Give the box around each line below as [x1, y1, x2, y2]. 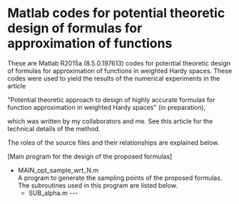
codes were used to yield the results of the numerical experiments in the [7, 73, 220, 83]
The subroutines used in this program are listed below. [17, 180, 178, 190]
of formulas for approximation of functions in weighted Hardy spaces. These [7, 66, 233, 75]
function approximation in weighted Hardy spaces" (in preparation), [7, 103, 206, 111]
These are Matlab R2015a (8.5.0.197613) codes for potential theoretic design [7, 58, 230, 67]
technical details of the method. [7, 124, 101, 133]
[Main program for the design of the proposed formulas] [7, 152, 173, 160]
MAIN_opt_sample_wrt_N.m [17, 165, 98, 174]
